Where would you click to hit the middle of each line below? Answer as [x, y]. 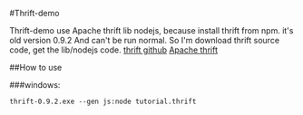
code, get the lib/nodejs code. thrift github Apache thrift [113, 50]
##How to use [36, 67]
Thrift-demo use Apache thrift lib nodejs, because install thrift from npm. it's [151, 30]
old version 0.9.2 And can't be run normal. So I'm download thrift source [144, 40]
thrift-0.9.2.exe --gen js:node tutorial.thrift [103, 101]
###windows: [35, 85]
